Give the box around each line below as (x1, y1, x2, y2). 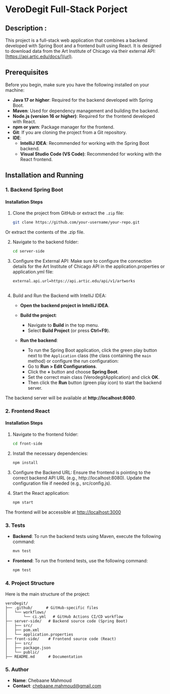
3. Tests (5, 522, 25, 529)
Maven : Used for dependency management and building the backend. (12, 108, 159, 114)
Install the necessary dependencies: (12, 450, 89, 456)
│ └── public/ (5, 649, 39, 655)
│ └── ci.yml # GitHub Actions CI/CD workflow (5, 614, 123, 619)
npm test (12, 567, 31, 573)
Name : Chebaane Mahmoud (12, 677, 72, 684)
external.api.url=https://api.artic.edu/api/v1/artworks (12, 278, 136, 284)
